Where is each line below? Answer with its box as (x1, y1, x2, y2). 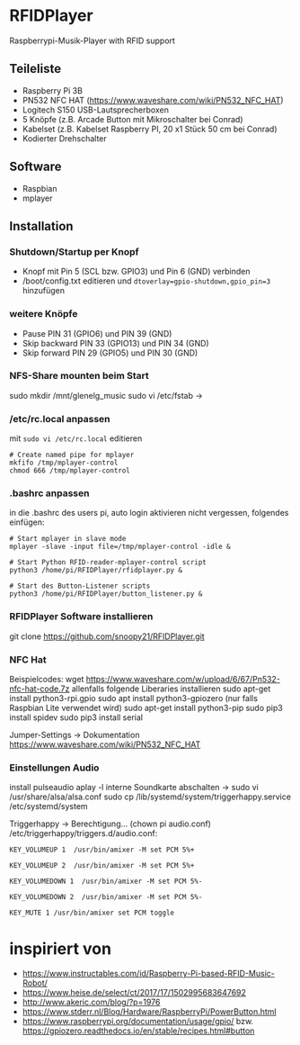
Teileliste (9, 61, 61, 77)
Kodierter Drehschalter (22, 132, 108, 144)
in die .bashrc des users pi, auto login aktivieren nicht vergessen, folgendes (9, 508, 289, 518)
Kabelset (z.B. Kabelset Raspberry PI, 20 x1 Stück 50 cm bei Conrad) (22, 123, 278, 134)
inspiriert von (9, 938, 112, 959)
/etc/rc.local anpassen (9, 412, 110, 425)
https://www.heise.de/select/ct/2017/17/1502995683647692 (22, 987, 247, 998)
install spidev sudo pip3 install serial (9, 712, 144, 723)
